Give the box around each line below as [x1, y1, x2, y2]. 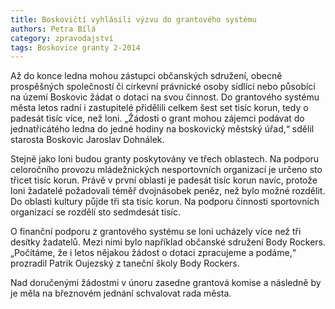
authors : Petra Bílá [10, 24, 97, 34]
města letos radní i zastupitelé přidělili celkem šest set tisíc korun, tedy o [10, 102, 309, 114]
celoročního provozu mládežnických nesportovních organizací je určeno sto [10, 164, 323, 176]
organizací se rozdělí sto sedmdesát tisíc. [10, 206, 181, 218]
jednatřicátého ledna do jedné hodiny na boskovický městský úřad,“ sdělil [10, 123, 315, 135]
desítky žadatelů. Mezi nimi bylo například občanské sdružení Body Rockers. [10, 236, 326, 248]
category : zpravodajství [10, 33, 114, 43]
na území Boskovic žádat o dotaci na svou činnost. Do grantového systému [10, 91, 320, 103]
